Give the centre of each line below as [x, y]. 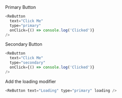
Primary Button [21, 7]
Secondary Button [24, 44]
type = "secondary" [28, 63]
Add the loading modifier [31, 81]
